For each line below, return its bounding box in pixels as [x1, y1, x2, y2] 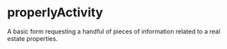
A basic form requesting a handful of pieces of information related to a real [7, 27, 221, 35]
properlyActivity [7, 5, 104, 20]
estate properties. [7, 34, 58, 42]
